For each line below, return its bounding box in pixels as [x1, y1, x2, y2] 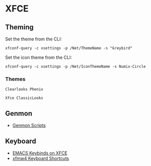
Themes [5, 75, 26, 82]
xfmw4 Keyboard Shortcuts [12, 155, 69, 161]
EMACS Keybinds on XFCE [12, 150, 68, 156]
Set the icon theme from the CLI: [5, 54, 72, 60]
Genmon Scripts [12, 123, 46, 129]
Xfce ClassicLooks [5, 96, 43, 101]
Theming [5, 23, 34, 31]
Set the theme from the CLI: [5, 36, 62, 42]
